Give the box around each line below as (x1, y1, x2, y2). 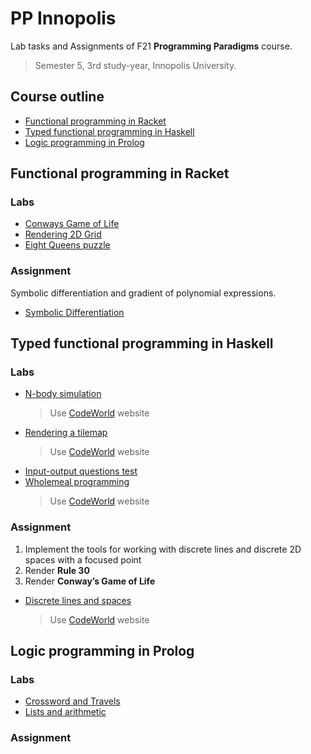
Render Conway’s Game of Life (24, 575, 156, 587)
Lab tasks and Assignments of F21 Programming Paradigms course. (10, 40, 293, 52)
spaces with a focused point (24, 553, 142, 566)
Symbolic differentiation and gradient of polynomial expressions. (10, 287, 277, 299)
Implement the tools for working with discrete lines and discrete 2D (24, 543, 302, 555)
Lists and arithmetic (24, 706, 107, 718)
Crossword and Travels (24, 695, 121, 707)
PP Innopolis (10, 7, 117, 30)
